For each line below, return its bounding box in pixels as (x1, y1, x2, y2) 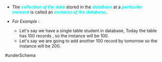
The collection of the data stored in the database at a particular (12, 4, 143, 10)
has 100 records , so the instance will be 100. (19, 33, 109, 38)
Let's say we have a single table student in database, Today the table (19, 28, 157, 33)
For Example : (12, 19, 40, 24)
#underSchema (5, 52, 36, 58)
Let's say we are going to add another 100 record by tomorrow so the (19, 38, 158, 44)
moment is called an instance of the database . (12, 9, 107, 15)
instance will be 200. (19, 43, 61, 49)
